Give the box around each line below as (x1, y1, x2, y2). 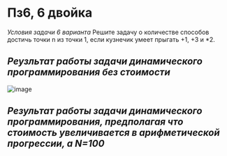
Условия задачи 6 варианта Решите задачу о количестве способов (7, 28, 210, 36)
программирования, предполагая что (7, 116, 184, 128)
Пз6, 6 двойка (7, 5, 93, 21)
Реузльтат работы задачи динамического (7, 56, 203, 68)
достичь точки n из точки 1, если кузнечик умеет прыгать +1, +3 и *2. (7, 35, 215, 43)
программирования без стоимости (7, 66, 171, 78)
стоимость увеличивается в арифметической (7, 127, 220, 139)
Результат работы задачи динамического (7, 105, 203, 117)
